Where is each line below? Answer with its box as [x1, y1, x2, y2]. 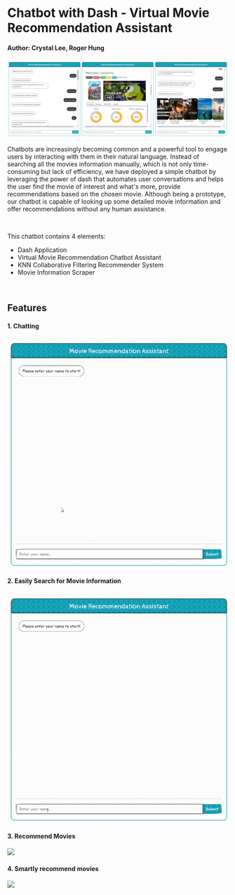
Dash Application [17, 245, 67, 254]
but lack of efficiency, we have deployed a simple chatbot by [41, 167, 216, 175]
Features [7, 301, 47, 314]
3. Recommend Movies [7, 832, 76, 840]
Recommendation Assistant [7, 20, 173, 36]
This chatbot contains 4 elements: [7, 232, 106, 240]
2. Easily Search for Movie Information [7, 577, 121, 585]
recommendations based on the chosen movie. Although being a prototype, [7, 189, 226, 198]
